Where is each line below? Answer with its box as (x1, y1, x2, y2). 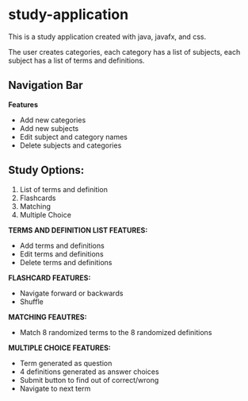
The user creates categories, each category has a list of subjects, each (8, 47, 241, 56)
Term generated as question (19, 358, 113, 368)
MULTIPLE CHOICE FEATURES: (8, 343, 111, 353)
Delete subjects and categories (19, 141, 122, 150)
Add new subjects (19, 123, 79, 133)
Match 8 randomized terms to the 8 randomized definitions (19, 327, 212, 337)
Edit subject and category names (19, 132, 128, 141)
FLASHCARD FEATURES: (8, 272, 91, 283)
